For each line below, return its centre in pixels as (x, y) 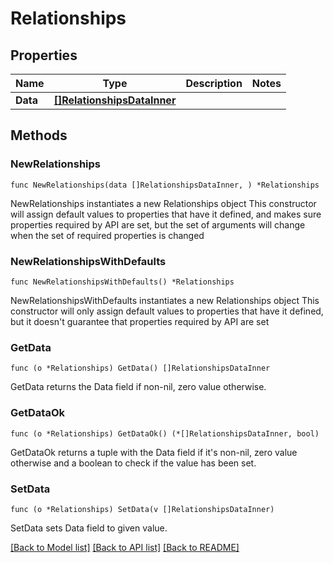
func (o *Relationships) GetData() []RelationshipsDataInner (140, 368)
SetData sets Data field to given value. (89, 528)
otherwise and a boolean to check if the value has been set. (133, 463)
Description (214, 83)
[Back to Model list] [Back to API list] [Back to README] (125, 547)
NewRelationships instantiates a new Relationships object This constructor (163, 203)
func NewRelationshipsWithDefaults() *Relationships (122, 282)
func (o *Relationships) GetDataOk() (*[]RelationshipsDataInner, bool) (165, 433)
